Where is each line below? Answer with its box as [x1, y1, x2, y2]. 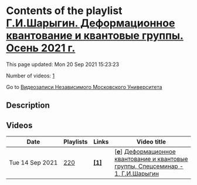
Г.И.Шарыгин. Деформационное [6, 16, 175, 30]
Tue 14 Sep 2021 [9, 159, 58, 167]
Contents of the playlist [6, 4, 123, 18]
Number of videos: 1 [6, 72, 55, 79]
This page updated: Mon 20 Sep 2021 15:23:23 [6, 60, 119, 68]
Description [6, 101, 50, 111]
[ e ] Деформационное [114, 148, 176, 156]
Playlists [63, 138, 88, 146]
